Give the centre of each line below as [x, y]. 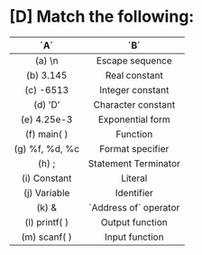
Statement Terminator [134, 163]
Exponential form [134, 119]
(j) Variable [46, 193]
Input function [134, 237]
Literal [134, 178]
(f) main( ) [46, 134]
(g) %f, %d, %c [46, 148]
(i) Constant [46, 178]
